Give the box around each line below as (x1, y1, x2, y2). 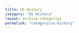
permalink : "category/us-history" (5, 20, 75, 26)
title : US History (5, 7, 42, 12)
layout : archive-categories (5, 16, 62, 21)
